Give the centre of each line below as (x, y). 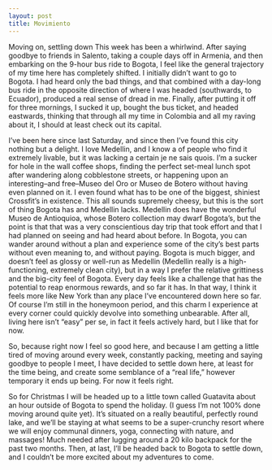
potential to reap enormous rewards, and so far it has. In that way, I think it (133, 287)
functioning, (28, 270)
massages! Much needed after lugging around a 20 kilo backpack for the (130, 439)
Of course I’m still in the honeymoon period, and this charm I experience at (133, 304)
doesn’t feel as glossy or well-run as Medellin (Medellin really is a (118, 261)
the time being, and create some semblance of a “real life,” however (122, 372)
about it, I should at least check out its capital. (85, 124)
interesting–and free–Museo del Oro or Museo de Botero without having (128, 183)
